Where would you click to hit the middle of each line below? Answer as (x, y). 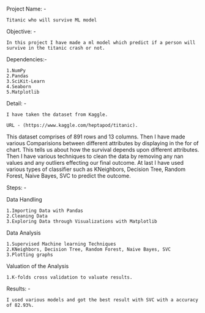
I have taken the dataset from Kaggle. (57, 115)
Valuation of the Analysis (38, 266)
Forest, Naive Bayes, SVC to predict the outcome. (69, 176)
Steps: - (16, 187)
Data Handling (24, 199)
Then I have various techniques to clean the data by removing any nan (95, 156)
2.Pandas (17, 76)
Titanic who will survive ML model (52, 20)
